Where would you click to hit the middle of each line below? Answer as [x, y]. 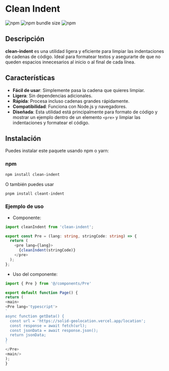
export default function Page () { [42, 293]
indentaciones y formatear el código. [51, 122]
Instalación [23, 138]
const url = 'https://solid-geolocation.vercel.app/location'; [78, 321]
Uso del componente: [35, 274]
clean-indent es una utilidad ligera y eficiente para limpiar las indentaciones [85, 51]
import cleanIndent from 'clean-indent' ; [50, 227]
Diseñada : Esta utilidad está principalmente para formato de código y [85, 112]
